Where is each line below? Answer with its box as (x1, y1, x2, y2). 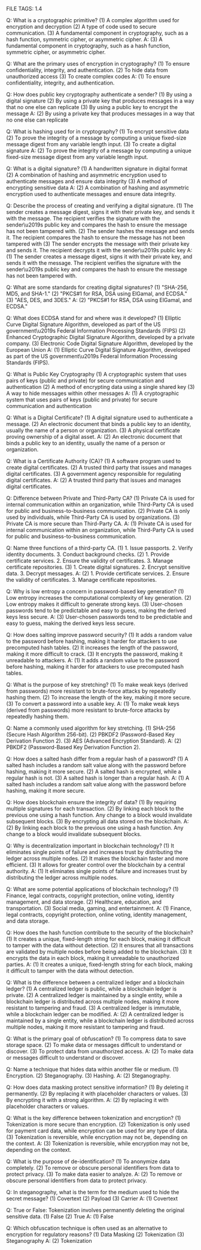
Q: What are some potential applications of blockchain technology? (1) (6, 886, 179, 892)
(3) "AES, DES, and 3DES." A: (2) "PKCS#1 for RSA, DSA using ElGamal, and (6, 297, 193, 303)
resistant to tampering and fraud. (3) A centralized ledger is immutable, (6, 1004, 181, 1012)
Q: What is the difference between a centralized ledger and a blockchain (6, 979, 185, 986)
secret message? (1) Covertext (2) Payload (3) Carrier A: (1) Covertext (6, 1195, 178, 1202)
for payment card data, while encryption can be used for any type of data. (6, 1127, 189, 1134)
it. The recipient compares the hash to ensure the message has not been (6, 234, 185, 241)
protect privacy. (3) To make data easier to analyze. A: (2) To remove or (6, 1171, 182, 1177)
